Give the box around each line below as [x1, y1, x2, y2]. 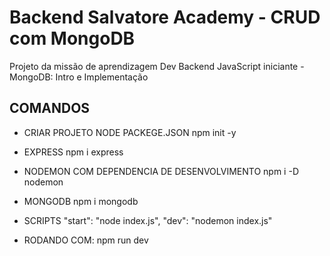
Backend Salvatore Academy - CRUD [9, 6, 321, 29]
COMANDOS [9, 100, 91, 117]
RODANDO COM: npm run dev [23, 234, 149, 246]
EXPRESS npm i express [23, 146, 124, 158]
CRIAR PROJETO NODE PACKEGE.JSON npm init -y [23, 126, 237, 138]
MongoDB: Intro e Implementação [9, 71, 149, 83]
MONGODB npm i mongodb [23, 195, 139, 207]
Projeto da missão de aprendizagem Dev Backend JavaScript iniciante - [9, 60, 305, 72]
